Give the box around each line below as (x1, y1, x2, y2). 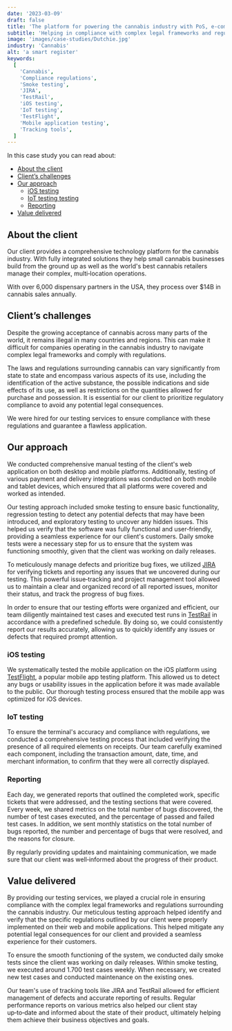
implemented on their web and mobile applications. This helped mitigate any (7, 923, 224, 931)
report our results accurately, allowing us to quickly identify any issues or (7, 625, 215, 633)
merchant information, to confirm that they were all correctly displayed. (7, 757, 210, 765)
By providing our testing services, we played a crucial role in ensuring (7, 893, 206, 902)
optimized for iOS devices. (7, 695, 83, 703)
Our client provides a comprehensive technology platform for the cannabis (7, 247, 220, 256)
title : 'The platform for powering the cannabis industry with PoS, (7, 23, 209, 30)
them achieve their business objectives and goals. (7, 1016, 150, 1024)
